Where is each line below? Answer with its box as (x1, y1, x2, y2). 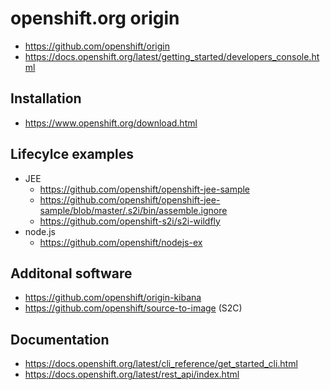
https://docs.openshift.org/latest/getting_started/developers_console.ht (24, 50, 320, 62)
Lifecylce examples (10, 146, 134, 163)
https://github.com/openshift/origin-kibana (24, 292, 202, 304)
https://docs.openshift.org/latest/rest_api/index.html (24, 368, 240, 381)
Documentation (10, 331, 110, 348)
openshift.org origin (10, 7, 180, 30)
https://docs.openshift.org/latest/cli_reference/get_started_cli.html (24, 358, 298, 370)
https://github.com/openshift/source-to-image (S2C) (24, 302, 243, 314)
